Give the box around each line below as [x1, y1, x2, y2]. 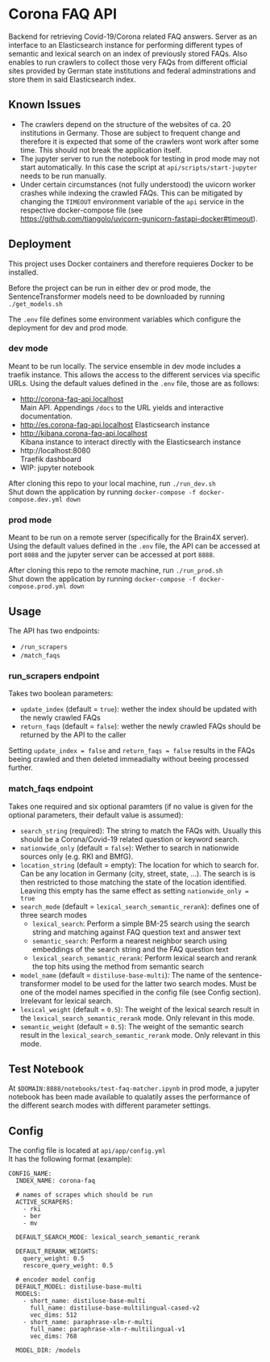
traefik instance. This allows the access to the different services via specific [8, 369, 260, 380]
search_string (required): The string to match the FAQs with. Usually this [19, 826, 262, 835]
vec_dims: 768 [29, 1332, 78, 1341]
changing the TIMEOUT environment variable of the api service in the [19, 196, 244, 206]
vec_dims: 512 [29, 1311, 78, 1319]
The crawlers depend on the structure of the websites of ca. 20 [19, 119, 231, 129]
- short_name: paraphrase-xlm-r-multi [23, 1318, 153, 1326]
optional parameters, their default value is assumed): [8, 809, 184, 820]
